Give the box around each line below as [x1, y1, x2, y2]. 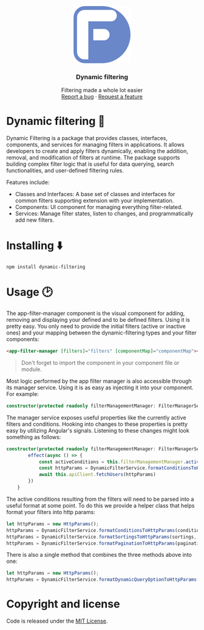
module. [21, 366, 42, 373]
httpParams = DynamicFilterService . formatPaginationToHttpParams [6, 540, 175, 547]
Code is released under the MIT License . [6, 617, 108, 625]
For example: [6, 390, 39, 397]
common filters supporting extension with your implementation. [15, 197, 174, 204]
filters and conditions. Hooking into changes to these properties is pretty [6, 420, 188, 428]
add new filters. [15, 216, 55, 224]
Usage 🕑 [6, 285, 53, 299]
